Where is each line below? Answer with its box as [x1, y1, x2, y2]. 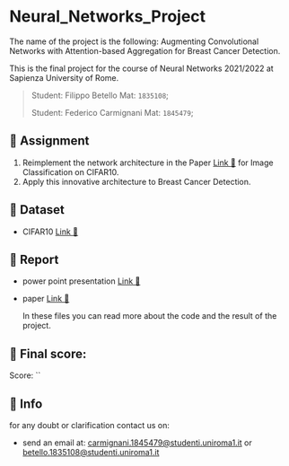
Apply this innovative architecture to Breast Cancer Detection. [22, 176, 251, 187]
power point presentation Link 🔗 [22, 276, 141, 286]
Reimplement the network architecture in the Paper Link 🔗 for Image [22, 157, 274, 168]
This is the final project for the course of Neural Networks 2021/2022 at [9, 63, 274, 74]
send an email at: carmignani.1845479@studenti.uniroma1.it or [22, 437, 253, 448]
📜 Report [9, 251, 59, 267]
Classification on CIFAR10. [22, 166, 119, 177]
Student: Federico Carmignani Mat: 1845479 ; [31, 107, 194, 118]
